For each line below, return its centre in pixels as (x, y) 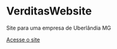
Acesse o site (23, 39)
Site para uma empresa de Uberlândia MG (59, 28)
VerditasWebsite (49, 11)
